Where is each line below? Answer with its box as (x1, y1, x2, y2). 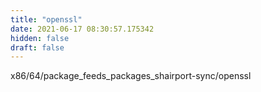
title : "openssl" (10, 14, 83, 25)
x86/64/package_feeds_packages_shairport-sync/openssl (10, 70, 252, 82)
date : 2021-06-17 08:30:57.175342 (10, 24, 155, 34)
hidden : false (10, 33, 70, 43)
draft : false (10, 42, 65, 53)
